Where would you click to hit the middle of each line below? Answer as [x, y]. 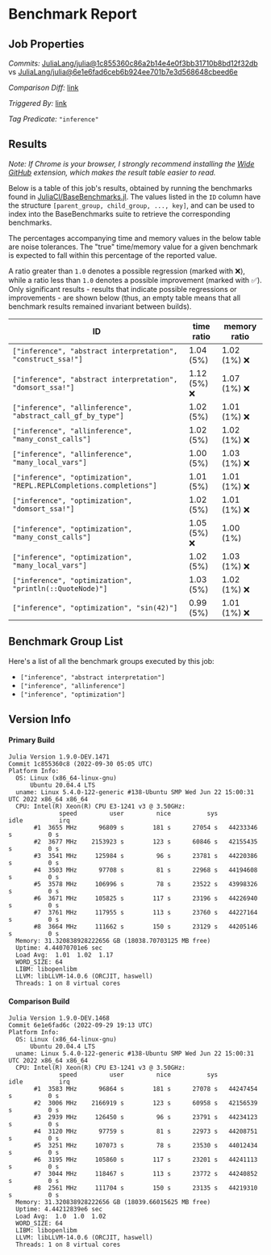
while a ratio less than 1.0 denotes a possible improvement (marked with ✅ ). [135, 280]
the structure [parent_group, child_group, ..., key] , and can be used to [132, 205]
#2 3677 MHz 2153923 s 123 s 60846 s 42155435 [146, 842]
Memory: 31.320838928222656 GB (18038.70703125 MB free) [113, 941]
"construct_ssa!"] [48, 359]
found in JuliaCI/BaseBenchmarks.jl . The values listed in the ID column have [135, 196]
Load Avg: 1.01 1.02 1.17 [65, 955]
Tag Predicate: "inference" [54, 119]
